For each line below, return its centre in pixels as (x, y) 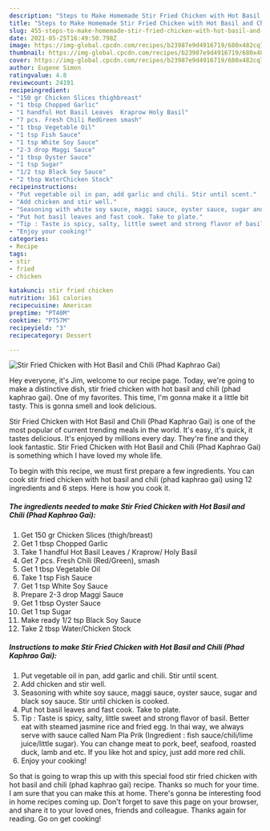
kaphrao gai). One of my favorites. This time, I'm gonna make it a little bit (129, 398)
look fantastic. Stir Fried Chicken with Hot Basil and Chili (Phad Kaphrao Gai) (135, 447)
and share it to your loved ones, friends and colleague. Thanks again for (128, 810)
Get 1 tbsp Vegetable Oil (60, 569)
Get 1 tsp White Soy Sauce (64, 586)
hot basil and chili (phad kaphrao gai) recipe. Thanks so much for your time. (134, 785)
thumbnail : (27, 53)
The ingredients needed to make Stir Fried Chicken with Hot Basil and (127, 506)
